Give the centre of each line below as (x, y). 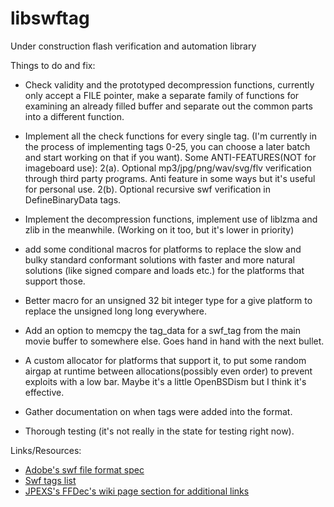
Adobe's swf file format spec (84, 469)
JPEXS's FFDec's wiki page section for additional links (137, 491)
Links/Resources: (46, 450)
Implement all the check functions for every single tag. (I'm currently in (170, 136)
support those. (55, 281)
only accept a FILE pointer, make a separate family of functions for (162, 95)
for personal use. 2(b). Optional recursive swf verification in (148, 189)
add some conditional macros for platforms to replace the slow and (163, 249)
